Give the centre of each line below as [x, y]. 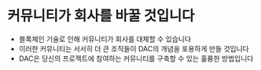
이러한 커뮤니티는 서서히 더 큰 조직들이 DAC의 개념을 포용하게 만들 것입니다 [134, 48]
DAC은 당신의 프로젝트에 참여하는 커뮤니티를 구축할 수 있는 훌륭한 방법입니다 [136, 58]
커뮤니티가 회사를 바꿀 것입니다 [101, 16]
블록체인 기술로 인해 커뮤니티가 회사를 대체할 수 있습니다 [105, 39]
